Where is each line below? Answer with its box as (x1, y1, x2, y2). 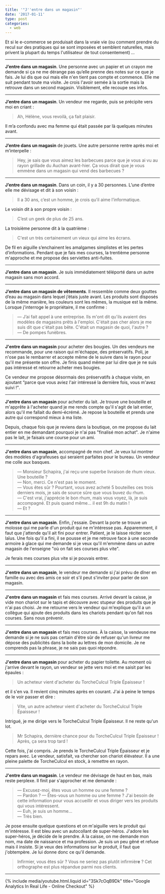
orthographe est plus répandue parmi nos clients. (17, 864, 117, 870)
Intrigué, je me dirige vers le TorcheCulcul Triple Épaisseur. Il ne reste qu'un (5, 718, 159, 724)
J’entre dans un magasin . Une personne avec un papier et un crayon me (5, 64, 153, 69)
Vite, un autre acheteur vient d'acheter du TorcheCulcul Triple (17, 703, 142, 710)
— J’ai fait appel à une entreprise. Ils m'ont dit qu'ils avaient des (17, 314, 146, 320)
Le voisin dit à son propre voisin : (5, 206, 72, 212)
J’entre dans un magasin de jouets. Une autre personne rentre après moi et (5, 142, 159, 148)
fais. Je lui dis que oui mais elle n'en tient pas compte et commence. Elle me (5, 74, 160, 80)
